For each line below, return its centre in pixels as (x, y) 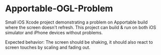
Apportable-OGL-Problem (59, 9)
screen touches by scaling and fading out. (48, 47)
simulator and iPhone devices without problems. (54, 32)
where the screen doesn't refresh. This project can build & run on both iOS (81, 27)
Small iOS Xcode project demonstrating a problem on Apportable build (76, 22)
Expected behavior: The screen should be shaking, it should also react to (79, 42)
